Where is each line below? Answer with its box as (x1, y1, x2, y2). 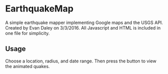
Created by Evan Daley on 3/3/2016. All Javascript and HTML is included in (5, 24, 161, 30)
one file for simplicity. (5, 30, 50, 36)
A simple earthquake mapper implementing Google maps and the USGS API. (5, 19, 163, 25)
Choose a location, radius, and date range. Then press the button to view (5, 58, 157, 64)
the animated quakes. (5, 63, 50, 69)
